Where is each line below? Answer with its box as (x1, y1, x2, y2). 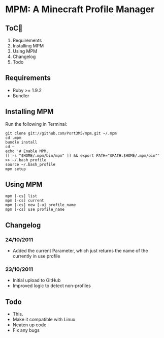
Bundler (12, 93, 29, 99)
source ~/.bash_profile (5, 162, 56, 167)
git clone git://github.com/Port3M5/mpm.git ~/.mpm (5, 131, 117, 136)
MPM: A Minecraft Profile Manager (5, 4, 155, 15)
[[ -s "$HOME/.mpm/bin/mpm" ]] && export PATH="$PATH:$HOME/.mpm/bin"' (5, 153, 160, 158)
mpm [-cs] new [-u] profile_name (5, 203, 76, 208)
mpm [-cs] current (5, 198, 44, 203)
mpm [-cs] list (5, 193, 38, 199)
